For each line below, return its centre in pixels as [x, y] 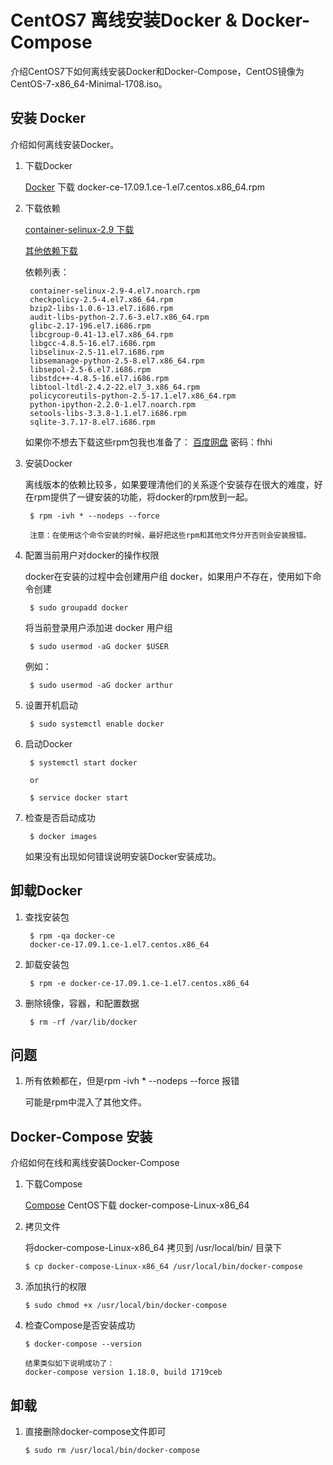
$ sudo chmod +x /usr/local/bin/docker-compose [125, 1306]
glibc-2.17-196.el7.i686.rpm [90, 326]
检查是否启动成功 [60, 817]
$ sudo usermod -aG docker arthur [101, 685]
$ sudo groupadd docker [79, 607]
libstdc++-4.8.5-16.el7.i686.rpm [99, 378]
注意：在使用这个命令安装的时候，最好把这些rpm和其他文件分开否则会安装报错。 [170, 535]
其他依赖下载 [51, 250]
